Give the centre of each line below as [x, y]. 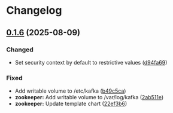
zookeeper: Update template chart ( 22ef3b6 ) [71, 104]
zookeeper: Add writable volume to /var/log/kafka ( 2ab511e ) [89, 97]
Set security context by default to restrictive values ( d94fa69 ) [91, 62]
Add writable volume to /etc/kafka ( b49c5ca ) [70, 91]
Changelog [34, 10]
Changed [20, 50]
